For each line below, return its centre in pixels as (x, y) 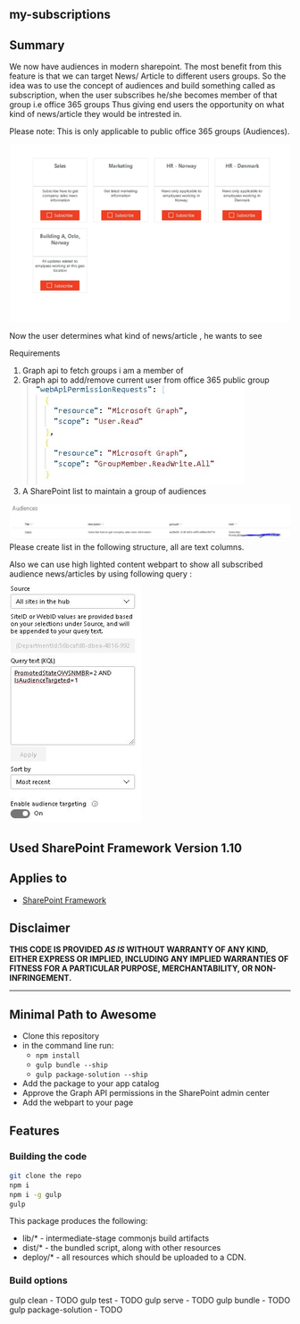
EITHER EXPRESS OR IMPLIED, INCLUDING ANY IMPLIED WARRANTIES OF (149, 959)
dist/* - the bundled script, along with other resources (121, 1248)
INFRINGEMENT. (41, 978)
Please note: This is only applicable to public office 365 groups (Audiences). (150, 131)
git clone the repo (46, 1176)
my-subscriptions (60, 15)
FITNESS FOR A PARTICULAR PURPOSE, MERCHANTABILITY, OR (131, 968)
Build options (39, 1280)
